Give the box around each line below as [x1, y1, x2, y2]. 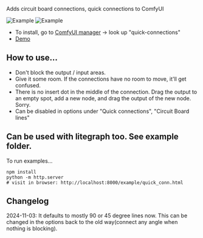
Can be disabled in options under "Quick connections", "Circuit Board [15, 107, 190, 115]
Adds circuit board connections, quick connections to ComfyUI [6, 5, 164, 12]
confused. [15, 81, 41, 89]
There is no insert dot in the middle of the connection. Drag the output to [15, 88, 198, 95]
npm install [6, 169, 36, 175]
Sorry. [15, 101, 31, 108]
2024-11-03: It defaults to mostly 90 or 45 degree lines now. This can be [6, 212, 188, 219]
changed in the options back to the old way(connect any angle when [6, 219, 178, 226]
